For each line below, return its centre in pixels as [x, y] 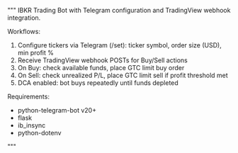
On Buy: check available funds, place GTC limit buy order [101, 68]
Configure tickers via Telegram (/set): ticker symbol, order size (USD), [119, 45]
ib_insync [32, 125]
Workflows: [24, 32]
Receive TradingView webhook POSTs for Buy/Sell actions [102, 60]
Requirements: [28, 96]
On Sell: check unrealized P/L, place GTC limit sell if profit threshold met [123, 75]
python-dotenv [39, 133]
